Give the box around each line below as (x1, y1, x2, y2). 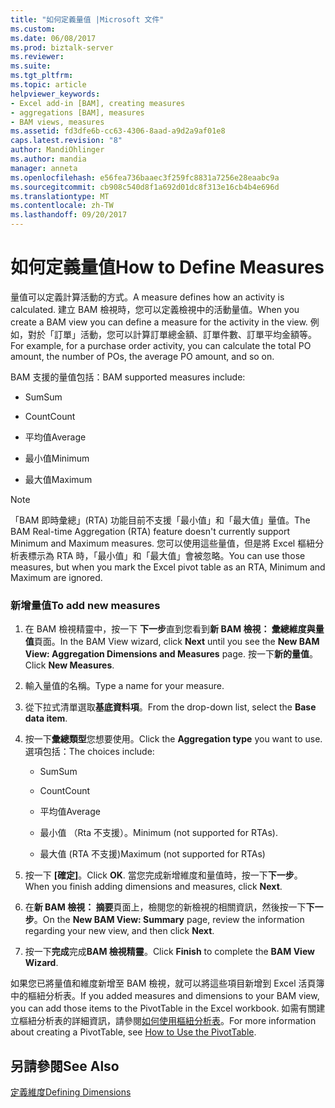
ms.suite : (10, 61, 52, 71)
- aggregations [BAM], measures (10, 107, 145, 118)
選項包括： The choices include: (24, 746, 155, 758)
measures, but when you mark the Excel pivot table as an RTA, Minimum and (10, 561, 326, 573)
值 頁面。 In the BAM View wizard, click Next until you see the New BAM (24, 636, 320, 648)
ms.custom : (10, 24, 56, 34)
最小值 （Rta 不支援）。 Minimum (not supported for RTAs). (39, 827, 278, 839)
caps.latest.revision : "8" (10, 136, 123, 146)
